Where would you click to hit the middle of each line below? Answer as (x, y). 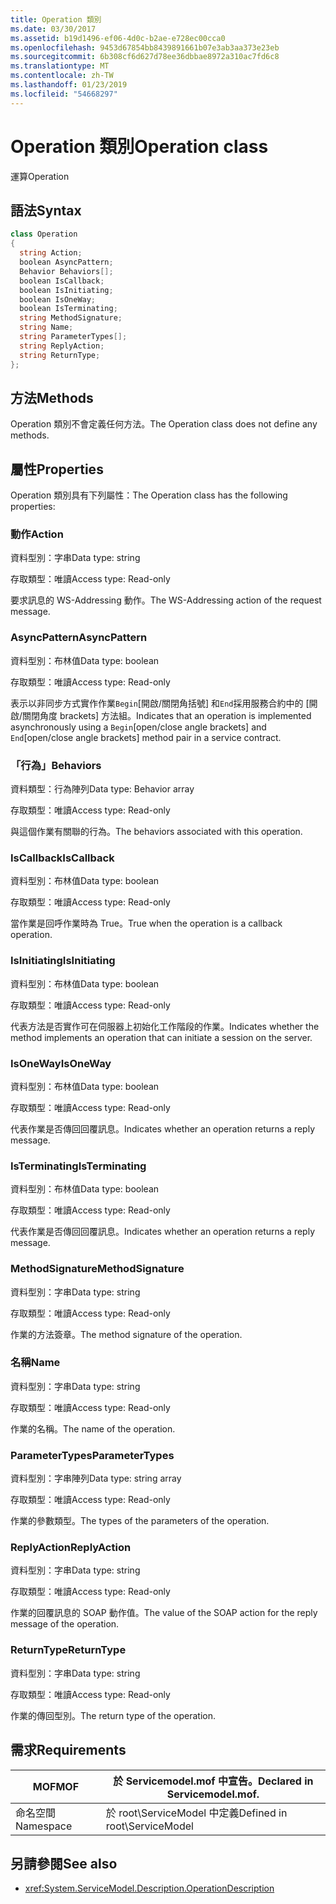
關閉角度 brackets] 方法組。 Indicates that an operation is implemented (167, 715)
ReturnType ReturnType (68, 1650)
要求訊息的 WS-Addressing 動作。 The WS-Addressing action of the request (166, 600)
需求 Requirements (68, 1750)
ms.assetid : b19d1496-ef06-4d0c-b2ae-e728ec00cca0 (118, 38)
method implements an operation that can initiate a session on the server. (161, 1037)
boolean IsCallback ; (62, 281)
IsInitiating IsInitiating (63, 961)
